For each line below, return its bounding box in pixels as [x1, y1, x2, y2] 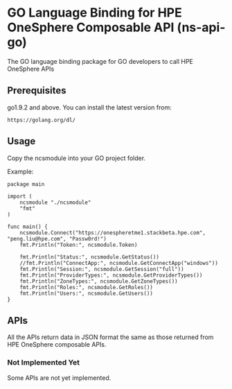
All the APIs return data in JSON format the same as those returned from [7, 333, 214, 341]
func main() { [7, 223, 48, 230]
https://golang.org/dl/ [7, 116, 76, 123]
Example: [7, 167, 34, 175]
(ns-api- [177, 19, 226, 35]
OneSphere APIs [7, 64, 55, 73]
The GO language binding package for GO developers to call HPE [7, 57, 194, 65]
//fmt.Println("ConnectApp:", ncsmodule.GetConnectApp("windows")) [19, 259, 218, 266]
